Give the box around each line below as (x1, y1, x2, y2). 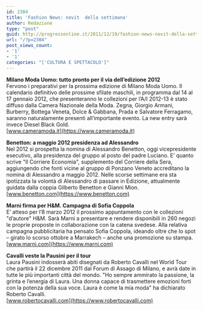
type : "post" (6, 25, 39, 32)
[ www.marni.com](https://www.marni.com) (6, 240, 114, 247)
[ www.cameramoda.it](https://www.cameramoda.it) (6, 127, 135, 134)
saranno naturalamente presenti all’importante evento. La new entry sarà (6, 114, 187, 121)
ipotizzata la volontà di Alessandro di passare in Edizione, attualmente (6, 177, 180, 185)
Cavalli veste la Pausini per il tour (6, 251, 91, 259)
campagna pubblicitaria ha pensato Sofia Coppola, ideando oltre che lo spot (6, 227, 196, 235)
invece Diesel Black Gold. (6, 121, 69, 128)
